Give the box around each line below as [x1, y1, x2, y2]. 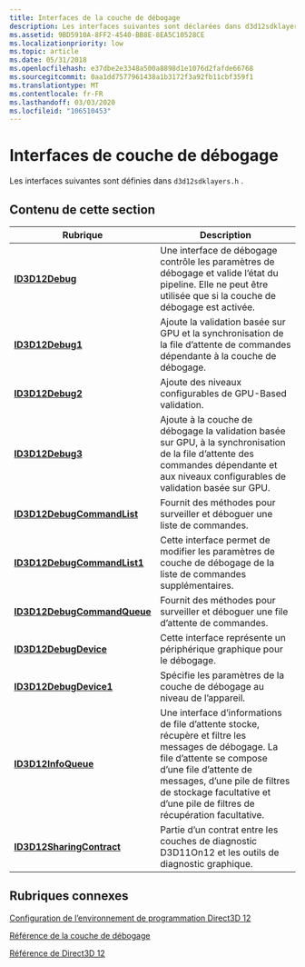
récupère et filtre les [160, 729, 247, 742]
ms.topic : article [9, 47, 79, 56]
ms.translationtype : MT [9, 81, 100, 90]
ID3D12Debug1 [14, 338, 84, 351]
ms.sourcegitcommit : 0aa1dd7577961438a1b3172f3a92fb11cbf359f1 [9, 73, 254, 82]
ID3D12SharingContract [14, 841, 121, 852]
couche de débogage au [160, 681, 265, 693]
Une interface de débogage [160, 244, 278, 256]
